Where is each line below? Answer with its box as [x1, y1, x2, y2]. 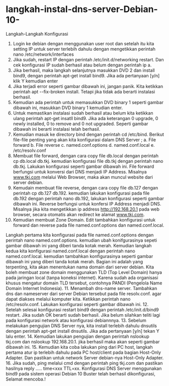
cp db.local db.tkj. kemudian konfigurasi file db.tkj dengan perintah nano [13, 158, 163, 164]
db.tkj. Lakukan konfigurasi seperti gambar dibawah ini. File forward [13, 163, 154, 169]
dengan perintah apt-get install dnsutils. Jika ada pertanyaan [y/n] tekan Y [6, 328, 160, 334]
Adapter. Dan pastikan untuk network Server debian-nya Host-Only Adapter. [6, 354, 164, 360]
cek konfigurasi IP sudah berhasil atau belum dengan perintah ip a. [13, 62, 152, 68]
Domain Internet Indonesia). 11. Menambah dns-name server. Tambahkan [6, 285, 157, 291]
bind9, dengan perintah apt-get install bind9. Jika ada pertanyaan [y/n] [13, 72, 160, 78]
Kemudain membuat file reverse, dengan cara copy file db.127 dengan [13, 184, 158, 190]
